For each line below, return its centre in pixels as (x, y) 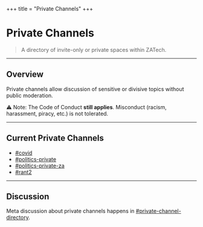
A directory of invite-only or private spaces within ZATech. (94, 50)
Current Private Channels (55, 138)
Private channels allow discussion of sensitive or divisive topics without (95, 89)
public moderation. (30, 95)
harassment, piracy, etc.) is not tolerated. (57, 113)
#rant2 (23, 172)
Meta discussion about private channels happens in (70, 211)
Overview (25, 75)
